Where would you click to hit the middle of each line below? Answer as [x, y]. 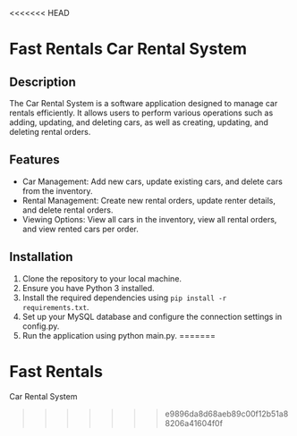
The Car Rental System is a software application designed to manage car [144, 103]
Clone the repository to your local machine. [102, 278]
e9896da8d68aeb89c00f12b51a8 [227, 414]
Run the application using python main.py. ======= [119, 335]
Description [42, 82]
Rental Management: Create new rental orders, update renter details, [148, 200]
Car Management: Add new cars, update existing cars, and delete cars [153, 181]
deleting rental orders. [50, 132]
